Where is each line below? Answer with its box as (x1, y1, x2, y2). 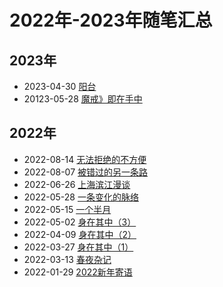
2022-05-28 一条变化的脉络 (23, 191, 139, 203)
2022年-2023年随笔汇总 (9, 9, 213, 32)
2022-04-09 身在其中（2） (23, 228, 137, 240)
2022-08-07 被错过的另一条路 (23, 166, 149, 178)
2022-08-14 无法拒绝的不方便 (23, 153, 147, 165)
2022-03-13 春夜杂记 (23, 253, 112, 265)
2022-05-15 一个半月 (23, 203, 112, 215)
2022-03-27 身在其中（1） (23, 241, 134, 253)
